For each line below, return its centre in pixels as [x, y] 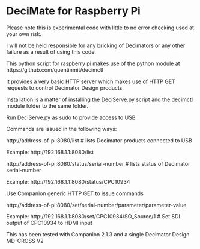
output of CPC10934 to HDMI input [50, 223]
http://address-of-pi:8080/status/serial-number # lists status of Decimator [98, 163]
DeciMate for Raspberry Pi [74, 11]
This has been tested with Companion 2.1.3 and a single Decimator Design [98, 234]
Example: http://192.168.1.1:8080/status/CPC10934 [68, 181]
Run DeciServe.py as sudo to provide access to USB [71, 117]
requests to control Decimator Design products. [65, 87]
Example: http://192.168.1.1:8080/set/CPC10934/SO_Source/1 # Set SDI [93, 216]
